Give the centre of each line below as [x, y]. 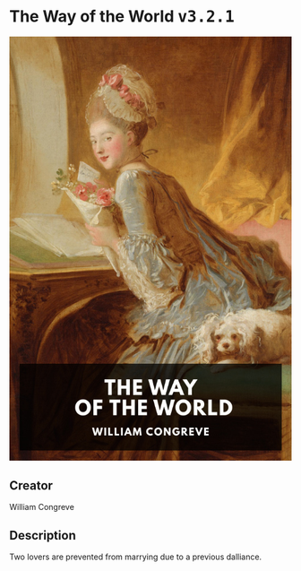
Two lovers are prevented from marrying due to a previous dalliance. [136, 557]
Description [43, 535]
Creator [31, 486]
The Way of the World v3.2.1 [122, 17]
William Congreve [42, 507]
